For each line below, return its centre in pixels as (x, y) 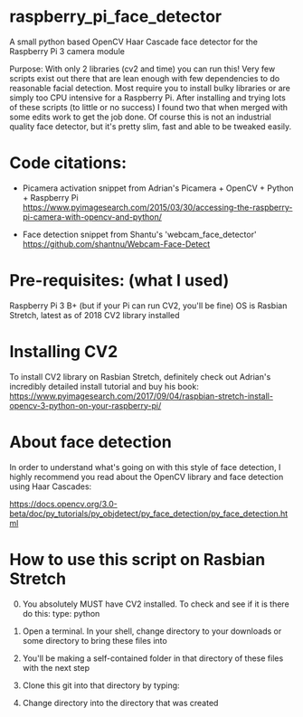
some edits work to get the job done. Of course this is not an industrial (140, 117)
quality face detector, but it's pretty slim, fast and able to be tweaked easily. (151, 126)
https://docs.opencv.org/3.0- (63, 504)
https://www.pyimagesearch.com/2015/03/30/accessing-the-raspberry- (157, 207)
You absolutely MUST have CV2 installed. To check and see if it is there (156, 604)
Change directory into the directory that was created (120, 703)
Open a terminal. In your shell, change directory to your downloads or (152, 631)
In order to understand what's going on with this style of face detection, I (145, 467)
